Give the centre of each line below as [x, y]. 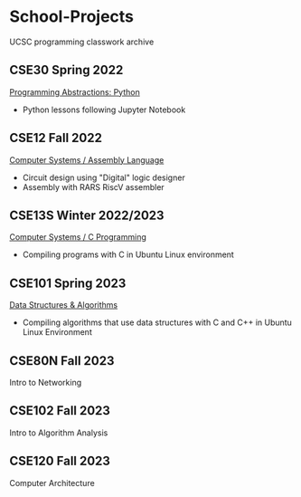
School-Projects [71, 17]
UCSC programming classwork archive [82, 42]
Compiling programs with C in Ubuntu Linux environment [128, 254]
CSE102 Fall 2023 [60, 411]
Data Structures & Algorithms [64, 305]
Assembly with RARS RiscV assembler [93, 186]
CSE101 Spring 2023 [68, 283]
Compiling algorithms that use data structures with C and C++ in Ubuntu [157, 322]
